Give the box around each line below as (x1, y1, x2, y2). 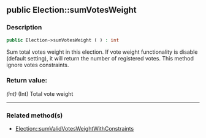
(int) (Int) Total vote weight (6, 90, 74, 97)
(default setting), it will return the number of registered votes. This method (6, 54, 194, 62)
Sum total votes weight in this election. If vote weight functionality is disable (6, 48, 198, 56)
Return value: (6, 76, 48, 85)
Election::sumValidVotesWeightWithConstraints (15, 125, 134, 133)
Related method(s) (6, 111, 63, 120)
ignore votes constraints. (6, 61, 69, 68)
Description (6, 23, 42, 32)
